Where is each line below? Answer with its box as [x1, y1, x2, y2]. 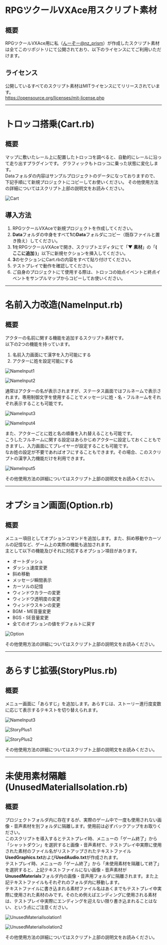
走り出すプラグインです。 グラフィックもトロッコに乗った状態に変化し [9, 160, 154, 166]
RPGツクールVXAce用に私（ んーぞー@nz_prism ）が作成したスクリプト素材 [5, 40, 160, 46]
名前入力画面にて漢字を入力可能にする [12, 352, 91, 358]
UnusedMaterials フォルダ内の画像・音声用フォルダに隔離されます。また [5, 873, 155, 879]
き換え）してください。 [12, 238, 61, 244]
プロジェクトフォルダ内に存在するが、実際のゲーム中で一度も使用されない [5, 817, 158, 823]
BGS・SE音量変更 [12, 614, 49, 620]
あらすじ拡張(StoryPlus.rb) [5, 665, 118, 676]
